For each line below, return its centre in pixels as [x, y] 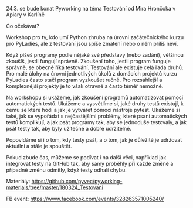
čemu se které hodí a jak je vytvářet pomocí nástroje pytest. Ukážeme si [93, 110]
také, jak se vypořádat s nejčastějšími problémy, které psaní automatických [97, 116]
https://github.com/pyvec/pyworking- [77, 181]
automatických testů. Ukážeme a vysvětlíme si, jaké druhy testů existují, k [95, 104]
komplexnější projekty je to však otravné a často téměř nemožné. [85, 86]
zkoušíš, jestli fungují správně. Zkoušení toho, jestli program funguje [89, 61]
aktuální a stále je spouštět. [39, 146]
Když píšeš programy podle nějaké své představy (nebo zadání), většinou [95, 55]
